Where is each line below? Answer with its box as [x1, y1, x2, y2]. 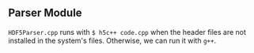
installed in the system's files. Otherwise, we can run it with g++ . [8, 36, 216, 45]
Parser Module [8, 6, 82, 20]
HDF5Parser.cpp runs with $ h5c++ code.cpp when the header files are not [8, 27, 247, 36]
